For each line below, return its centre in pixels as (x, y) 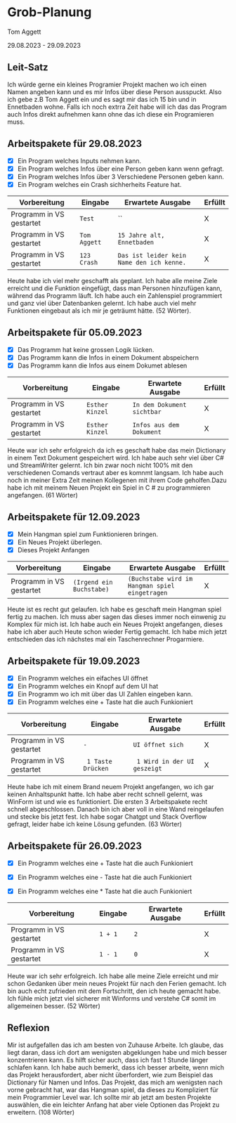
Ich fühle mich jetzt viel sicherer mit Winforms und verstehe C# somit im (112, 998)
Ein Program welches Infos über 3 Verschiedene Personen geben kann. (121, 176)
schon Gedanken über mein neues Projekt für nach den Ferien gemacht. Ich (117, 983)
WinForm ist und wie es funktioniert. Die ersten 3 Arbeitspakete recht (107, 801)
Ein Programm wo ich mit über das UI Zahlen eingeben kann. (105, 694)
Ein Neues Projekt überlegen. (60, 542)
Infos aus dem (156, 425)
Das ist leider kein (152, 255)
